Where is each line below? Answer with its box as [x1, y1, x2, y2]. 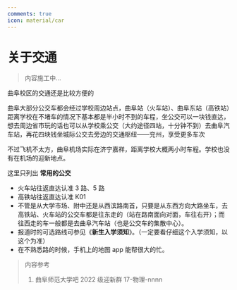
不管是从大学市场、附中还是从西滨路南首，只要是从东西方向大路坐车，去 [17, 201, 228, 210]
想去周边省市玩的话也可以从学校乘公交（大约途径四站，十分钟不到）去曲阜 [7, 121, 224, 130]
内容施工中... [24, 74, 61, 82]
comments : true [7, 10, 52, 18]
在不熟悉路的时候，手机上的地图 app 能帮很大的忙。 [17, 246, 169, 254]
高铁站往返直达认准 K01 [17, 193, 86, 201]
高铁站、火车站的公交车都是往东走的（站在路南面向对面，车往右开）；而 [17, 210, 225, 219]
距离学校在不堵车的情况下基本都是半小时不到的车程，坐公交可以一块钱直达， [7, 113, 230, 121]
